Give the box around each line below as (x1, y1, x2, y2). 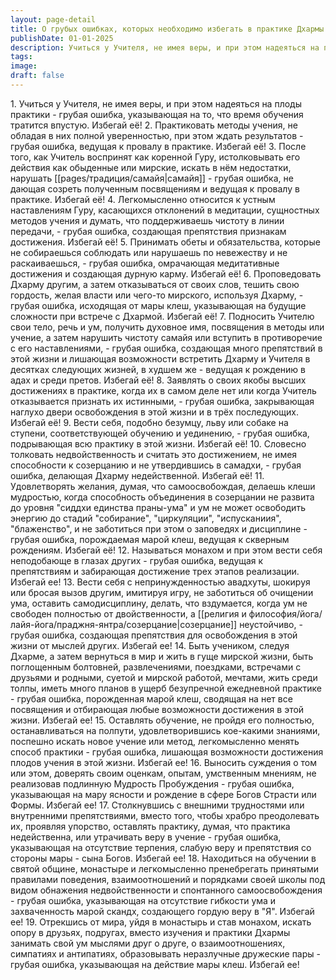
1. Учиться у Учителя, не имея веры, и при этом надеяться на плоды (10, 97, 302, 110)
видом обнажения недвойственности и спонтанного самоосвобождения (10, 884, 323, 896)
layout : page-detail (10, 14, 97, 25)
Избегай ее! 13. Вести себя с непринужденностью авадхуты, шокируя (10, 576, 311, 588)
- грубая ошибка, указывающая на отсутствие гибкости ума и (10, 894, 277, 906)
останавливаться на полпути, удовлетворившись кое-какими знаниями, (10, 724, 321, 736)
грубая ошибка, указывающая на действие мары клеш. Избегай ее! (10, 958, 300, 970)
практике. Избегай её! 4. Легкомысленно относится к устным (10, 193, 276, 205)
